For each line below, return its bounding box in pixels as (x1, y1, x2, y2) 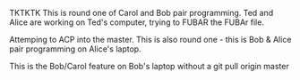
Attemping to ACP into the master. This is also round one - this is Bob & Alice (9, 35, 292, 44)
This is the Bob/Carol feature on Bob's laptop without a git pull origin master (9, 61, 289, 71)
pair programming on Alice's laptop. (9, 44, 141, 54)
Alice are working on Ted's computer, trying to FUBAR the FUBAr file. (9, 17, 264, 28)
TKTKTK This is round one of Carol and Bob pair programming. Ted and (9, 8, 274, 18)
